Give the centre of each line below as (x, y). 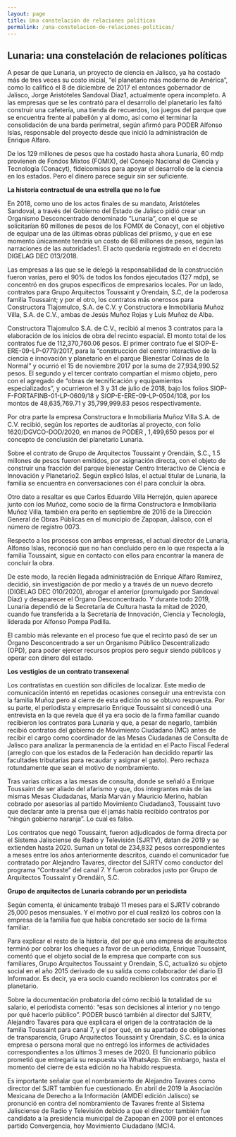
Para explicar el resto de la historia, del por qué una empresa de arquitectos (117, 941)
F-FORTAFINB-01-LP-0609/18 (51, 396)
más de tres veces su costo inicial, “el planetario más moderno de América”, (118, 80)
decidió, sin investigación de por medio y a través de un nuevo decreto (110, 584)
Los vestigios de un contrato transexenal (68, 672)
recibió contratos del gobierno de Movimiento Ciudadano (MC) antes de (112, 730)
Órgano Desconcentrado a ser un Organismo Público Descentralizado (108, 643)
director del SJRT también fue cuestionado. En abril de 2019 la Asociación (115, 1088)
